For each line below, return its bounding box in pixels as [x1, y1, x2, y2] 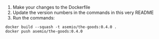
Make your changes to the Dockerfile [12, 4, 90, 10]
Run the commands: [12, 15, 55, 20]
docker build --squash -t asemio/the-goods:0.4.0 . [5, 24, 117, 29]
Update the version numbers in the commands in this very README [12, 9, 154, 15]
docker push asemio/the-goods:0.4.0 [5, 29, 83, 34]
